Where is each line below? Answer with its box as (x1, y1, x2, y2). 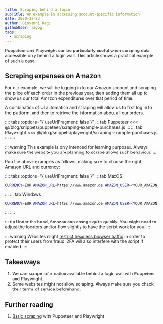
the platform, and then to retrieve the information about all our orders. (5, 110, 144, 116)
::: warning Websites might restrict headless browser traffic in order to (5, 234, 146, 239)
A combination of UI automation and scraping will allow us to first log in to (5, 104, 152, 110)
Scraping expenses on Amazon (5, 72, 101, 80)
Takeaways (5, 258, 40, 266)
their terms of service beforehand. (12, 286, 81, 292)
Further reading (5, 300, 53, 308)
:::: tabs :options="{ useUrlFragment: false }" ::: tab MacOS (5, 173, 123, 179)
